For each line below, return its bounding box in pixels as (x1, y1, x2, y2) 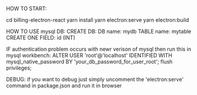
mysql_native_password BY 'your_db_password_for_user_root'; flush (6, 58, 173, 65)
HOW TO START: (6, 5, 47, 12)
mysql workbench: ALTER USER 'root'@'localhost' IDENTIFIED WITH (6, 52, 173, 58)
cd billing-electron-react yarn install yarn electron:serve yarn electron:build (6, 17, 189, 23)
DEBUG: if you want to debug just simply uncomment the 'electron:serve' (6, 76, 184, 83)
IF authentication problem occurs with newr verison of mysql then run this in (6, 45, 192, 53)
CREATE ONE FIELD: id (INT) (6, 34, 75, 41)
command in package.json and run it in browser (6, 82, 122, 89)
